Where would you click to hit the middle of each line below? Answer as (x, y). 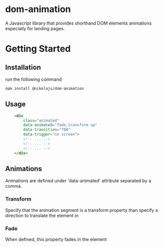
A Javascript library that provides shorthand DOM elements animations (78, 23)
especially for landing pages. (35, 28)
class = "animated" (41, 120)
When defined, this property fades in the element (56, 239)
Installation (23, 67)
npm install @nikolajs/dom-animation (45, 88)
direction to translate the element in (42, 215)
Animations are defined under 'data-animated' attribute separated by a (78, 181)
